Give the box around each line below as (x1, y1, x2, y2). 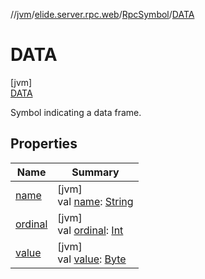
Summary (71, 165, 120, 179)
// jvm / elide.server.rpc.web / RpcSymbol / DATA (10, 9, 195, 20)
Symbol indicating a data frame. (10, 106, 142, 118)
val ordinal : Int (57, 223, 124, 237)
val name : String (57, 194, 134, 208)
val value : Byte (57, 252, 127, 266)
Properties (10, 135, 78, 153)
